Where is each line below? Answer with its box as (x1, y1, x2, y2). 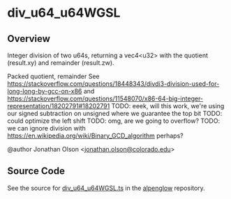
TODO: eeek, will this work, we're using (111, 102, 225, 110)
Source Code (7, 165, 65, 177)
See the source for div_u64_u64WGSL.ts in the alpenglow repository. (7, 184, 206, 192)
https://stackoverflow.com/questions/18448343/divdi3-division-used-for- (7, 80, 220, 88)
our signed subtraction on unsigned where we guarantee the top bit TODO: (7, 110, 223, 117)
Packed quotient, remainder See (7, 72, 100, 80)
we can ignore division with (7, 124, 86, 132)
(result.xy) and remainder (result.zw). (7, 59, 114, 67)
